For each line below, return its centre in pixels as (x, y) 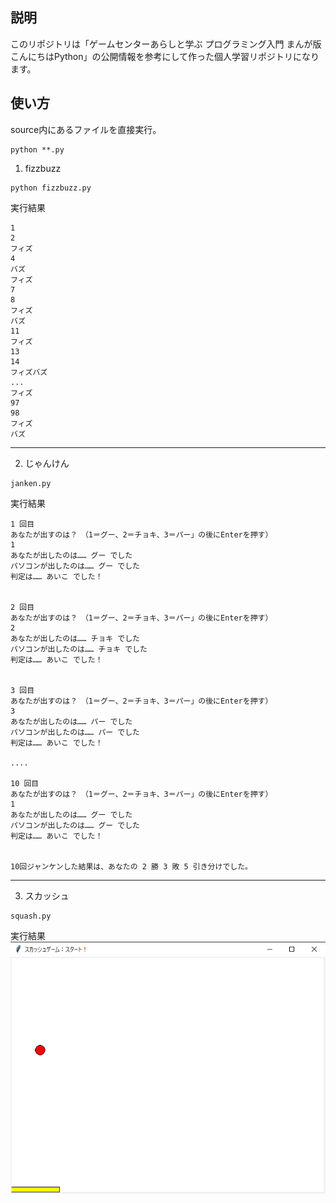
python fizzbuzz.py (51, 188)
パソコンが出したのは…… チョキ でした (79, 649)
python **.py (37, 149)
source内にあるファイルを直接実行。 (86, 129)
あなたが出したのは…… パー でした (71, 721)
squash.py (31, 916)
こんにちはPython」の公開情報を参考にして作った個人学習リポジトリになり (165, 56)
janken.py (31, 483)
